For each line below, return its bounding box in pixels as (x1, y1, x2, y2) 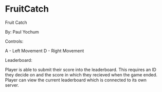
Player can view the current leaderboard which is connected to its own (5, 77, 147, 83)
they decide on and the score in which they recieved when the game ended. (5, 72, 158, 77)
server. (5, 82, 19, 88)
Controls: (5, 38, 23, 44)
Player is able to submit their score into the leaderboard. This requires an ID (5, 67, 157, 73)
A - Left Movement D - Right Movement (5, 48, 84, 54)
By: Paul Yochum (5, 29, 39, 35)
